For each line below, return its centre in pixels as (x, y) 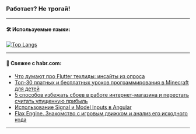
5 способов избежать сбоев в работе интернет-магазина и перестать (102, 94)
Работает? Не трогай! (38, 9)
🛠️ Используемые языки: (38, 29)
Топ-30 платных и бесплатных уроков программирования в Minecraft (101, 82)
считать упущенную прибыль (51, 101)
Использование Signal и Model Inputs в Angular (73, 107)
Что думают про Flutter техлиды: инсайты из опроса (80, 76)
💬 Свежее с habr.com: (34, 64)
